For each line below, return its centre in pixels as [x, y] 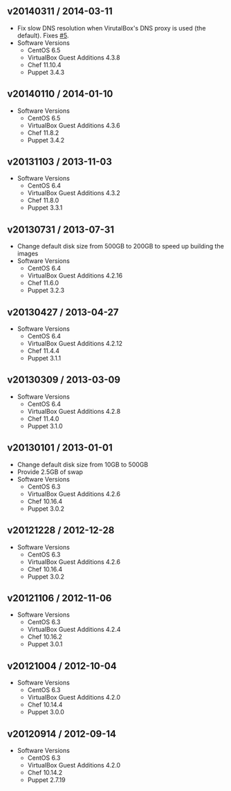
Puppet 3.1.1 [44, 358]
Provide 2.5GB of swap [50, 472]
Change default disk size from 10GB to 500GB [83, 464]
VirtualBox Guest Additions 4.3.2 [74, 193]
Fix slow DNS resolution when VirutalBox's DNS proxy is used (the [111, 28]
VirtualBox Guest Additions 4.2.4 [74, 630]
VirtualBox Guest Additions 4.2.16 [75, 275]
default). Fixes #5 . [43, 35]
